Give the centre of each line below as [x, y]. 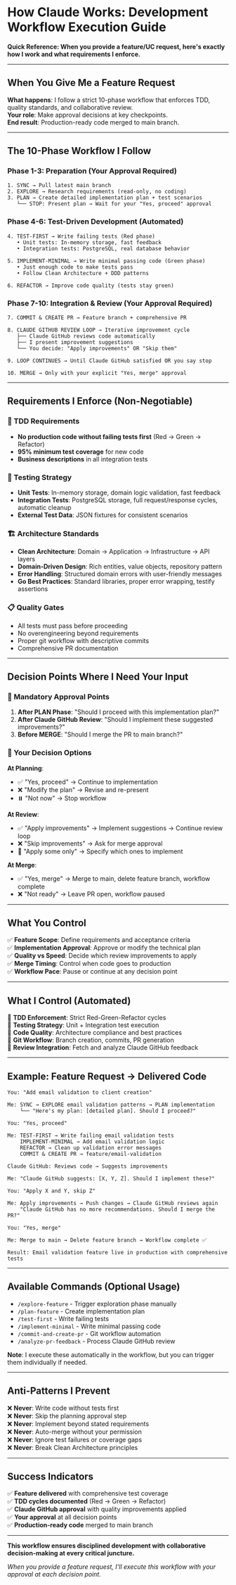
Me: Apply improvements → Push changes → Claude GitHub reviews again [113, 1204]
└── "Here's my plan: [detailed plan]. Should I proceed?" [108, 1111]
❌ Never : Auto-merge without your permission [74, 1432]
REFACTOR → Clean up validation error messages [91, 1148]
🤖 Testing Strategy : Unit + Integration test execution [83, 1025]
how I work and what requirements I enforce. [74, 54]
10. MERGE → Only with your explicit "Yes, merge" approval [97, 374]
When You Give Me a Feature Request [91, 83]
